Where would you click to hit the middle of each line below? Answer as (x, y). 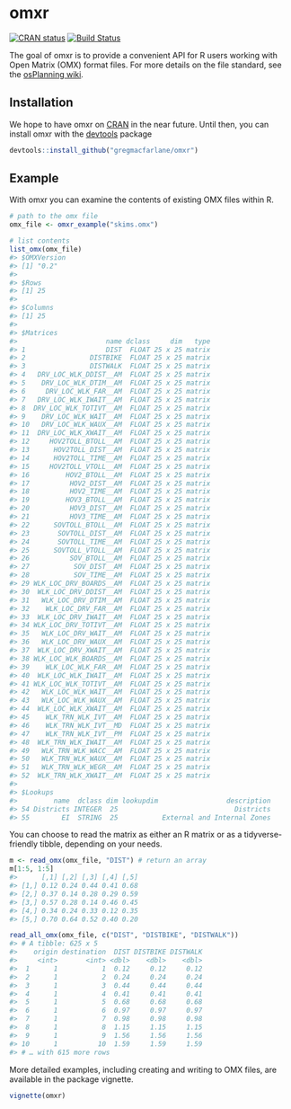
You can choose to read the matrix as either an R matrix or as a (126, 835)
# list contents (40, 241)
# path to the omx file (54, 217)
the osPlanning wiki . (46, 74)
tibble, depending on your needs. (101, 844)
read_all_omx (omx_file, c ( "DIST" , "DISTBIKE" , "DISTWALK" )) (124, 936)
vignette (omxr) (38, 1096)
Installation (41, 103)
